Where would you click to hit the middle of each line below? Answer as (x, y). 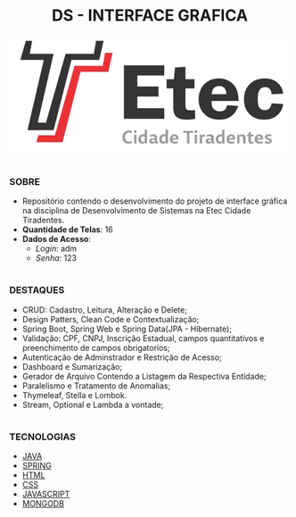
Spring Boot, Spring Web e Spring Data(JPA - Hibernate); (127, 329)
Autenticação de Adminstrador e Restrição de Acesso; (122, 357)
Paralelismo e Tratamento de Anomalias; (96, 386)
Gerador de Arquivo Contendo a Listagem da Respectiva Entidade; (144, 376)
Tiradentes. (43, 221)
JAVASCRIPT (46, 494)
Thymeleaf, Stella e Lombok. (74, 395)
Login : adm (56, 249)
